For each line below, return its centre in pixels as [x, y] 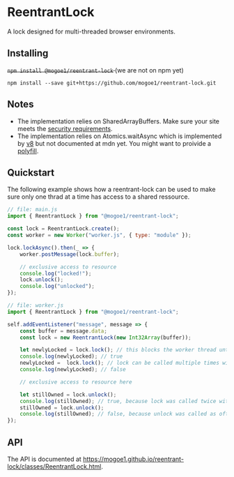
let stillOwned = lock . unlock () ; [68, 395]
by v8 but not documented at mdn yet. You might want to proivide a [114, 143]
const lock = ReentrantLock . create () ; [63, 229]
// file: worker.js [36, 305]
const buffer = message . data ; [64, 331]
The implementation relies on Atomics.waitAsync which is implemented [119, 136]
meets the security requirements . [65, 128]
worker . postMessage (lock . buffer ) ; [70, 254]
